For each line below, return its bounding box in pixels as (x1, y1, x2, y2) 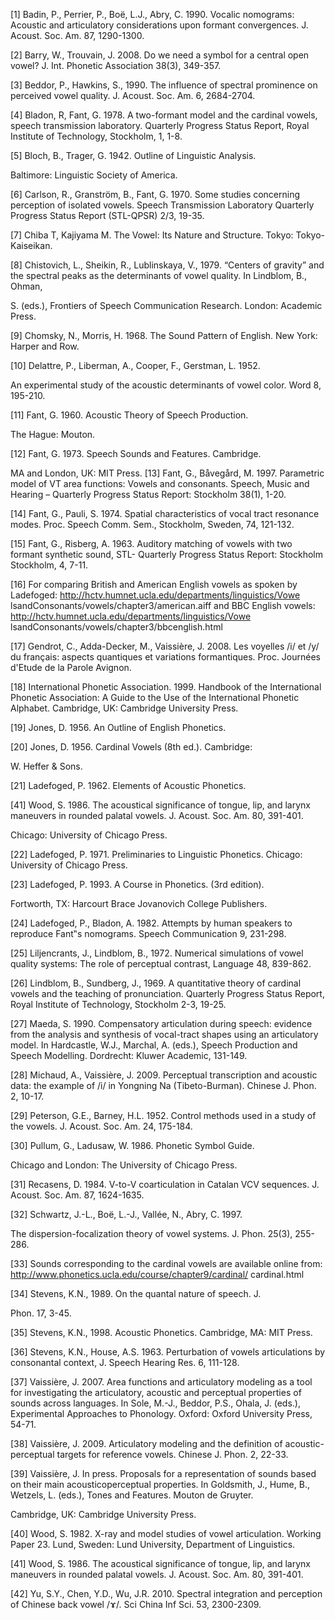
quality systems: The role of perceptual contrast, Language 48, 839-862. (10, 958, 312, 969)
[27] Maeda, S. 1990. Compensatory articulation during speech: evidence (10, 1018, 313, 1029)
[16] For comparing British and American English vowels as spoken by (10, 579, 298, 590)
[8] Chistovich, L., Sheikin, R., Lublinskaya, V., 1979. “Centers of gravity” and (10, 259, 325, 271)
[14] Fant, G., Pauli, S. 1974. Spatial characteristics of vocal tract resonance (10, 508, 320, 519)
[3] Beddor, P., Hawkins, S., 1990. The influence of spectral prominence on (10, 79, 318, 91)
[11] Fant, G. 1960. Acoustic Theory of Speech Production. (10, 409, 249, 421)
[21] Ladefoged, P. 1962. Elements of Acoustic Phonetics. (10, 780, 247, 791)
